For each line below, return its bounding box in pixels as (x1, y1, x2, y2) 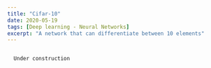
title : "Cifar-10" (7, 10, 61, 18)
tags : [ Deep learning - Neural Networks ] (7, 23, 130, 30)
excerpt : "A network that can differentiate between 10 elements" (7, 29, 205, 37)
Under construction (13, 55, 71, 62)
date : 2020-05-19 (7, 17, 58, 24)
